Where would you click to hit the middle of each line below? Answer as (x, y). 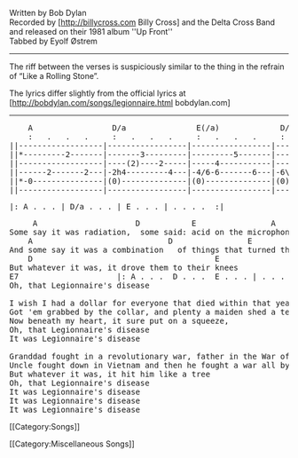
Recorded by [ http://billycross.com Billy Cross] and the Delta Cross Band (142, 22)
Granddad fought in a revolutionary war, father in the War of (149, 356)
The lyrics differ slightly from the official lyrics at (98, 93)
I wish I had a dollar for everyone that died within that (141, 303)
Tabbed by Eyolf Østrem (53, 41)
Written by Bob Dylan (48, 13)
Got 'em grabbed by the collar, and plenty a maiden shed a (143, 312)
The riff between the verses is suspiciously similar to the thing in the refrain (147, 67)
